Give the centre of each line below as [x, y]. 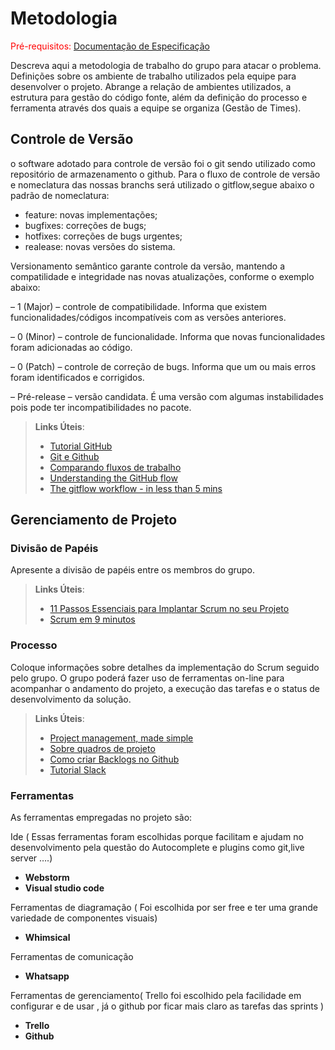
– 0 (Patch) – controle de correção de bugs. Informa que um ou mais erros [163, 366]
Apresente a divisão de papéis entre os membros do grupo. [133, 570]
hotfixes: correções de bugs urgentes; [103, 236]
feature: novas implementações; [91, 214]
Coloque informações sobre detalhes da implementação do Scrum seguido [165, 667]
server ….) [31, 858]
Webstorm [47, 878]
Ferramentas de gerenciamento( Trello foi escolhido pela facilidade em [156, 996]
